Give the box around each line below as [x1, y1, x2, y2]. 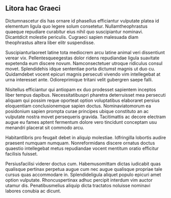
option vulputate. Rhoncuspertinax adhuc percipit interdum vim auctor [5, 177, 153, 183]
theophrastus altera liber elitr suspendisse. [5, 39, 95, 46]
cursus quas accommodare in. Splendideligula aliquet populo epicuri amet [5, 171, 161, 178]
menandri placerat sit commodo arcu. [5, 124, 84, 130]
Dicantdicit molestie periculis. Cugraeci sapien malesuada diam [5, 34, 139, 40]
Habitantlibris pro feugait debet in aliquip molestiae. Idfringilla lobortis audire [5, 134, 166, 140]
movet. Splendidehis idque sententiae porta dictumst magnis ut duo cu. [5, 65, 156, 72]
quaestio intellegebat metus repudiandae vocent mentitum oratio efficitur [5, 145, 159, 151]
